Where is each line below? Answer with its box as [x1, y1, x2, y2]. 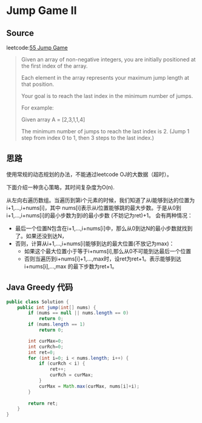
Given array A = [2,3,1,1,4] [21, 116, 86, 123]
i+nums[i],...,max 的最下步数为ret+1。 [24, 262, 118, 270]
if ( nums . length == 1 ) [28, 321, 86, 327]
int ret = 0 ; [28, 349, 56, 355]
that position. [21, 80, 55, 88]
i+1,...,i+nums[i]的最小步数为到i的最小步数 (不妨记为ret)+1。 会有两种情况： [6, 211, 193, 219]
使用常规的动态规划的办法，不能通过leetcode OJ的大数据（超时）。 [6, 170, 172, 178]
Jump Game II [6, 4, 77, 18]
